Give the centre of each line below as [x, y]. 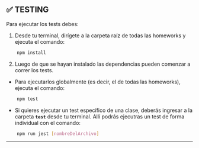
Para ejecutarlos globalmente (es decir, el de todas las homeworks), [97, 82]
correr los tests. [34, 70]
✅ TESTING [28, 10]
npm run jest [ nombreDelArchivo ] [58, 133]
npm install [31, 53]
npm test [28, 99]
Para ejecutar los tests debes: [42, 24]
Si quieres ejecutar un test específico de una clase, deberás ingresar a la [104, 110]
